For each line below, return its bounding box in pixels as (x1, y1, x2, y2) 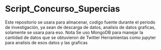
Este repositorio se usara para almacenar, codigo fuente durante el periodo (5, 19, 156, 25)
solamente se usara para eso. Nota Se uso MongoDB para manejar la (5, 29, 143, 35)
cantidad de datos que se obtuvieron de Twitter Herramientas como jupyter (5, 35, 156, 40)
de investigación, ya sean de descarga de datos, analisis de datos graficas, (5, 24, 156, 30)
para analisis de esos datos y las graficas (5, 39, 88, 45)
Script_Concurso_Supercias (5, 3, 120, 14)
